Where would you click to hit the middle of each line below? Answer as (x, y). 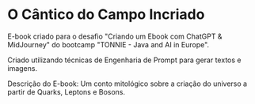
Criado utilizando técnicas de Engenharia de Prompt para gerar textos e (124, 60)
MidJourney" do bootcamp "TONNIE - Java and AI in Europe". (108, 44)
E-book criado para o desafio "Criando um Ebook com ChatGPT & (115, 36)
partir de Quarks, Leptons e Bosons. (67, 91)
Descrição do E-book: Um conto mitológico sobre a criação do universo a (127, 84)
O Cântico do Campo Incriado (106, 15)
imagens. (22, 68)
